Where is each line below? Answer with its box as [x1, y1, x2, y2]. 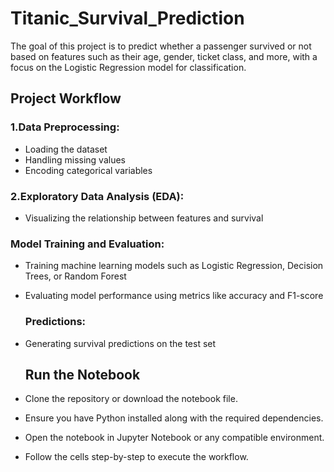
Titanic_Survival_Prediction [10, 7, 245, 30]
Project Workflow [10, 90, 122, 107]
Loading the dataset [24, 143, 108, 155]
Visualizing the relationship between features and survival [24, 212, 264, 224]
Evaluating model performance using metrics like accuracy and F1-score [24, 290, 324, 302]
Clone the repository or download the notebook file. [24, 393, 238, 405]
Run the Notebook [24, 366, 141, 383]
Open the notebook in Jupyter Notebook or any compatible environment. [24, 432, 325, 444]
